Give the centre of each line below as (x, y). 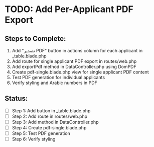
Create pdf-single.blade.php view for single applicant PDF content (80, 72)
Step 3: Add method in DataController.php (55, 122)
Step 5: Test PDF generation (41, 133)
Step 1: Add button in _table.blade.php (51, 111)
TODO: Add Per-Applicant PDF (69, 9)
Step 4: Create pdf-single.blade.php (49, 128)
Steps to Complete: (35, 39)
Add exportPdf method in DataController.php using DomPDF (74, 67)
